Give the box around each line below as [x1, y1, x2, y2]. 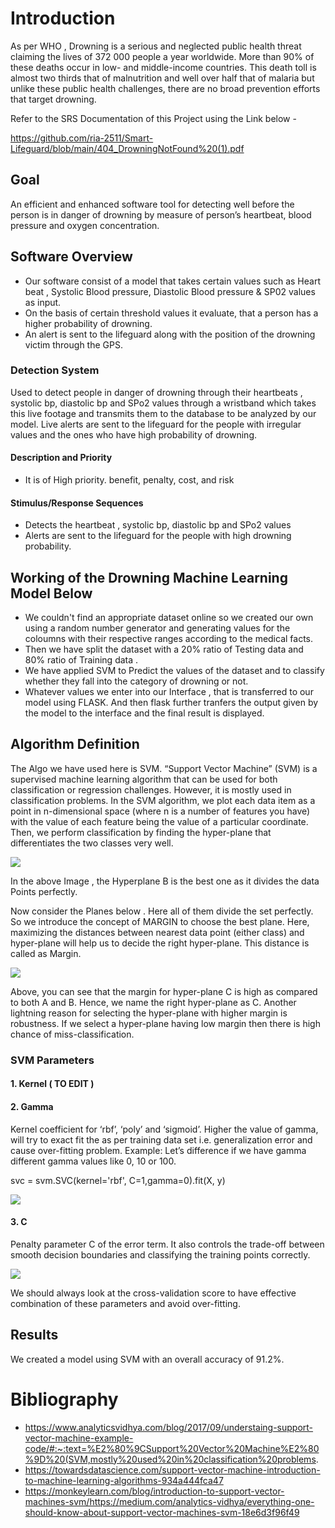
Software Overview [10, 248, 133, 266]
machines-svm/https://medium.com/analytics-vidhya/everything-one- [24, 1495, 315, 1507]
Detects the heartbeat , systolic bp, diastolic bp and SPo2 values [24, 519, 292, 531]
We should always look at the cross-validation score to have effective [10, 1287, 297, 1299]
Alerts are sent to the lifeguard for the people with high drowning [24, 530, 292, 542]
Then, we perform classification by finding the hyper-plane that [10, 826, 272, 838]
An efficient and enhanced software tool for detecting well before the [10, 198, 295, 210]
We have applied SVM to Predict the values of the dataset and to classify [24, 665, 325, 677]
